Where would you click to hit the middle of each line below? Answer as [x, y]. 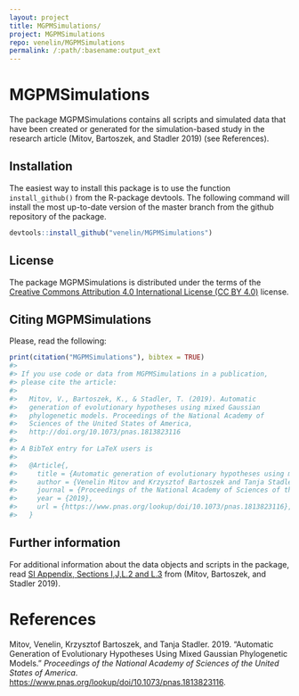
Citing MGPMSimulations [81, 319]
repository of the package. [58, 216]
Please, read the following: [58, 341]
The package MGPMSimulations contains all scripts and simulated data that [148, 120]
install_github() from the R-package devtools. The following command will [149, 197]
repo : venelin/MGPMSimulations [67, 42]
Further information [65, 543]
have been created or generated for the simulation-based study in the [137, 129]
